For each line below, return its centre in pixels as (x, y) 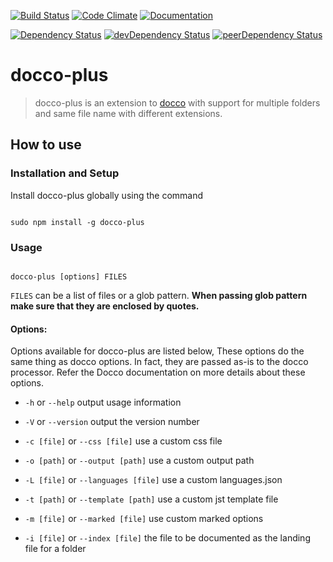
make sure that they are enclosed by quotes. (105, 306)
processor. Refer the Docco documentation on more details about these (158, 372)
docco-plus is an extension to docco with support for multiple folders (177, 102)
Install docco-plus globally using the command (107, 195)
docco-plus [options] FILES (69, 276)
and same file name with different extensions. (128, 113)
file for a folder (55, 549)
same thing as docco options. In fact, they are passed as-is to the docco (159, 362)
